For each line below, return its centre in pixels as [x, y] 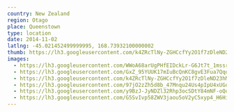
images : [18, 59]
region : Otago [28, 20]
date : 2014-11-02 [32, 40]
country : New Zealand [39, 14]
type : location [29, 33]
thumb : [17, 53]
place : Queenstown [34, 26]
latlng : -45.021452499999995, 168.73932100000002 [81, 46]
